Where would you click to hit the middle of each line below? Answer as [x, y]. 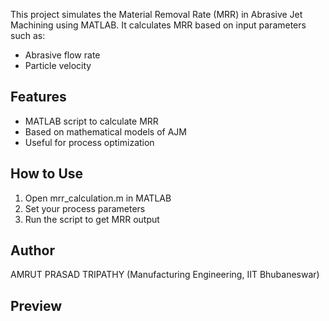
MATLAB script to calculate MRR [91, 121]
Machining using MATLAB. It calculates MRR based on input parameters [158, 25]
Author [32, 250]
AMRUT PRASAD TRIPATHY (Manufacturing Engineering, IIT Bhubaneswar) [165, 275]
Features [38, 97]
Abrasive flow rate [62, 55]
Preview [36, 305]
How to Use [47, 174]
